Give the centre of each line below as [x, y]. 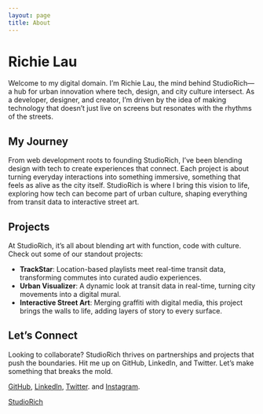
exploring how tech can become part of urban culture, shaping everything [128, 194]
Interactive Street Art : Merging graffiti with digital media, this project [131, 302]
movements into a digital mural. [70, 295]
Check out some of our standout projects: [76, 254]
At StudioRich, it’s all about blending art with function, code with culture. [125, 246]
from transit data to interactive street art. [74, 202]
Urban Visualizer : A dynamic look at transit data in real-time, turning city [137, 286]
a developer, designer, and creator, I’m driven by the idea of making [117, 100]
